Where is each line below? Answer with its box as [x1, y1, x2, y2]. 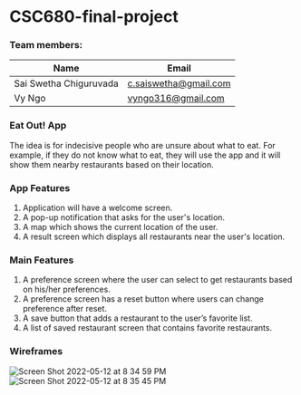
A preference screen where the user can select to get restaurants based [22, 275, 293, 285]
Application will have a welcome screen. [22, 202, 173, 214]
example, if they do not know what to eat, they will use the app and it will [9, 149, 281, 160]
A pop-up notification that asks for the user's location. [22, 212, 225, 223]
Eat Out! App [9, 120, 67, 132]
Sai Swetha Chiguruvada [14, 77, 120, 90]
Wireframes [9, 345, 63, 358]
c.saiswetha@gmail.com [127, 77, 231, 90]
